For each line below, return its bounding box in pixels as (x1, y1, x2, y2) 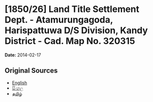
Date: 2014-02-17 (4, 51, 41, 58)
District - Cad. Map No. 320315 (4, 35, 136, 47)
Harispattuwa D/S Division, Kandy (4, 25, 148, 36)
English (11, 79, 27, 85)
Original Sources (4, 66, 58, 75)
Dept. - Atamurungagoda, (4, 14, 113, 25)
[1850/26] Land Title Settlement (4, 3, 140, 15)
